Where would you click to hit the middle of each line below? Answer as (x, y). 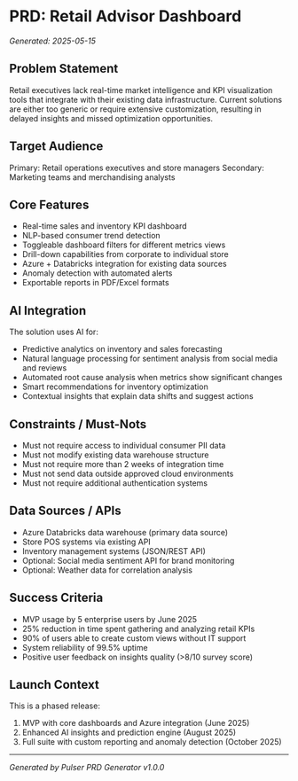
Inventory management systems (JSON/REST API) (114, 551)
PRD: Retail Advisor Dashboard (125, 16)
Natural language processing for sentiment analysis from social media (149, 359)
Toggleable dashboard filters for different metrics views (124, 245)
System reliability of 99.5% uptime (85, 647)
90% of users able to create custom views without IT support (134, 638)
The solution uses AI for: (54, 332)
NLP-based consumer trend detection (91, 236)
